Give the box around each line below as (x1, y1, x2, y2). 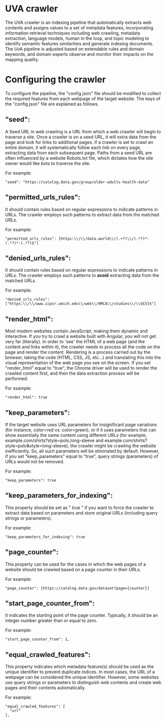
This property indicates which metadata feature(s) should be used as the (5, 664, 154, 670)
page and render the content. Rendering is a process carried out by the (5, 349, 151, 355)
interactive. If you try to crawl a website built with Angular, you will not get (5, 333, 156, 339)
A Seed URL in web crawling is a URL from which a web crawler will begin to (5, 128, 161, 134)
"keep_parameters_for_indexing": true (5, 534, 85, 539)
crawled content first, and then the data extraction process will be (5, 370, 140, 376)
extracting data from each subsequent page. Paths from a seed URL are (5, 150, 152, 156)
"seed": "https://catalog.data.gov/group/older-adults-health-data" (5, 180, 150, 185)
